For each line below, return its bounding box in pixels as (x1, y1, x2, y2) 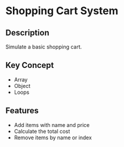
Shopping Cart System (5, 4, 119, 18)
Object (14, 82, 31, 89)
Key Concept (5, 60, 54, 70)
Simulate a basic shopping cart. (5, 43, 82, 50)
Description (5, 28, 49, 38)
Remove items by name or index (14, 134, 92, 141)
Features (5, 106, 39, 116)
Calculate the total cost (14, 128, 71, 135)
